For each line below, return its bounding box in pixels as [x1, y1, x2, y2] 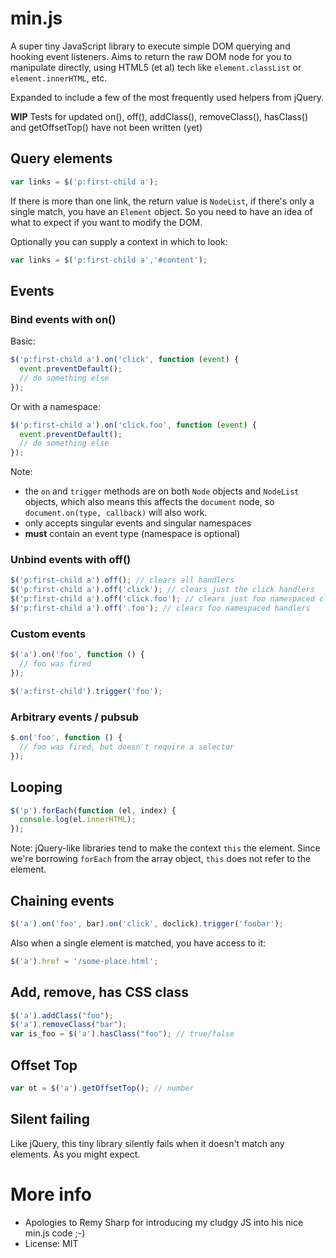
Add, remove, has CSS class [10, 984, 190, 1001]
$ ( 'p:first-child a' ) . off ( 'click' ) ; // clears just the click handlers [10, 585, 315, 595]
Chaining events [10, 892, 115, 909]
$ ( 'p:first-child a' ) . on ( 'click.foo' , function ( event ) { [10, 420, 257, 430]
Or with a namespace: [10, 400, 102, 412]
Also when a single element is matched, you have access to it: [10, 937, 267, 949]
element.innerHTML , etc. [10, 72, 108, 84]
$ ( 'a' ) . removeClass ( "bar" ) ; [10, 1020, 128, 1030]
